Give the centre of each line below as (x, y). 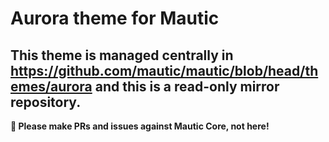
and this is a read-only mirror (187, 86)
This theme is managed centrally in (122, 55)
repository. (46, 102)
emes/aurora (51, 86)
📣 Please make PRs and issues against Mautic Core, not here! (140, 126)
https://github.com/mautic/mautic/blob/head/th (164, 70)
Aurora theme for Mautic (115, 18)
